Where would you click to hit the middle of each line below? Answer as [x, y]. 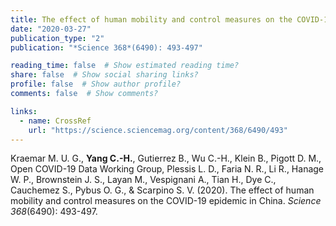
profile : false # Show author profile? [96, 84]
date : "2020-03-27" [51, 29]
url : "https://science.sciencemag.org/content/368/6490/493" [158, 130]
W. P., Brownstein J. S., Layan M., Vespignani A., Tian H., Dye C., [143, 180]
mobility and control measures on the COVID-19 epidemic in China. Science [166, 201]
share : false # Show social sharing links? [104, 75]
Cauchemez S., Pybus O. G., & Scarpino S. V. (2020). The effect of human [162, 190]
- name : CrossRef [55, 121]
